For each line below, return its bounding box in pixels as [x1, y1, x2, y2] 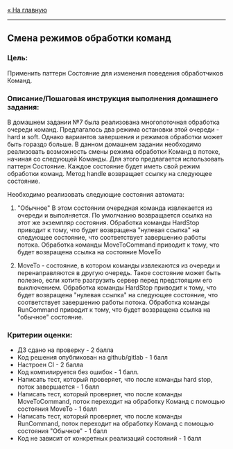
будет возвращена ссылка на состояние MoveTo [17, 247, 162, 256]
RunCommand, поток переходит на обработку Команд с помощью [17, 419, 214, 428]
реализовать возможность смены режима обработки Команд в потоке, [7, 147, 221, 155]
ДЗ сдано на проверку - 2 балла [17, 346, 114, 354]
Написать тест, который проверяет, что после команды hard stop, [17, 376, 213, 384]
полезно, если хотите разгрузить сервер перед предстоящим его [17, 276, 213, 284]
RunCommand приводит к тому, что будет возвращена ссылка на [17, 305, 211, 314]
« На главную [7, 6, 47, 14]
